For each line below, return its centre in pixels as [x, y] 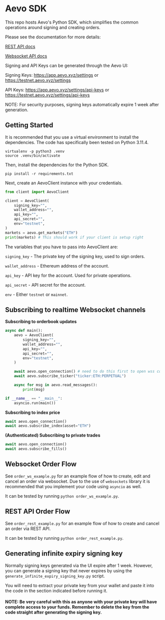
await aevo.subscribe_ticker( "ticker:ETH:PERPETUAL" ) [70, 376]
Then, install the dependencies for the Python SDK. [57, 165]
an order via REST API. [28, 529]
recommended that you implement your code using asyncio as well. [73, 486]
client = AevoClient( [27, 201]
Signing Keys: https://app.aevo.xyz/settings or [52, 75]
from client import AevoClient [37, 192]
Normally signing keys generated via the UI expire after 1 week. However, [79, 565]
